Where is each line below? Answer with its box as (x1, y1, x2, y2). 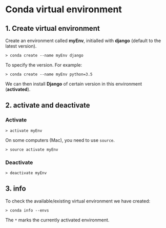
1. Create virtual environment (5, 24, 100, 33)
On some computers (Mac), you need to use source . (5, 137, 115, 143)
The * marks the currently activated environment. (5, 217, 110, 223)
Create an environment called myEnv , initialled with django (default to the (5, 37, 161, 44)
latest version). (5, 43, 37, 49)
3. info (5, 184, 27, 193)
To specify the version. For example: (5, 62, 82, 68)
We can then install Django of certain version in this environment (5, 81, 142, 87)
